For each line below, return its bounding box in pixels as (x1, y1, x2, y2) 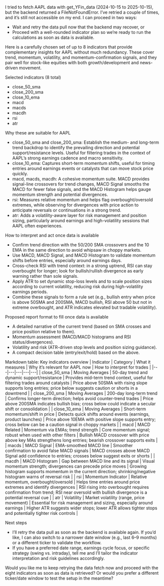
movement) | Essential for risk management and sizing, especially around (5, 500, 153, 506)
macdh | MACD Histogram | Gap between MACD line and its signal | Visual (5, 458, 155, 464)
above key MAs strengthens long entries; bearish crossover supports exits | (5, 437, 158, 443)
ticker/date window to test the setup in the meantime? (5, 575, 114, 581)
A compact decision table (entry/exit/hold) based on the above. (12, 349, 140, 355)
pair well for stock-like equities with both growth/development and (5, 60, 139, 65)
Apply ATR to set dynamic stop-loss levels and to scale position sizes (12, 278, 152, 284)
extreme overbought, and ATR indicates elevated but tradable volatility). (12, 304, 158, 310)
